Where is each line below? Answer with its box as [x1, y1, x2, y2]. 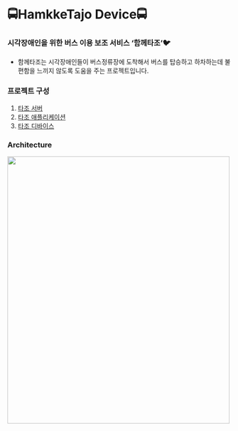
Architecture [7, 140, 53, 150]
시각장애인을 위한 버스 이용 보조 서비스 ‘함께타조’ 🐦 [7, 38, 171, 48]
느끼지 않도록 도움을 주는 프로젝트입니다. [36, 66, 149, 76]
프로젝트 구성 [7, 86, 50, 96]
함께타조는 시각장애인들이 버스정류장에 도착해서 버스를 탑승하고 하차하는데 [17, 58, 224, 66]
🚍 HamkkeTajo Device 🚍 [7, 6, 148, 23]
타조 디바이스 [17, 121, 55, 130]
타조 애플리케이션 [17, 113, 66, 121]
